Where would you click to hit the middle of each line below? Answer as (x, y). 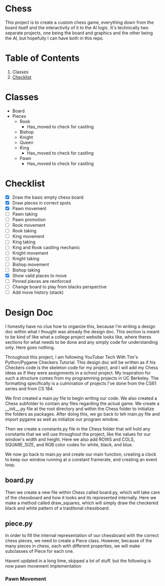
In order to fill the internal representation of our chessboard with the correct (82, 535)
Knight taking (26, 259)
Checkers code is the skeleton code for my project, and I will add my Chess (82, 368)
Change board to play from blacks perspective (59, 287)
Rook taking (24, 231)
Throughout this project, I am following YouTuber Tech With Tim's (72, 357)
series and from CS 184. (30, 388)
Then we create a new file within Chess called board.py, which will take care (82, 492)
